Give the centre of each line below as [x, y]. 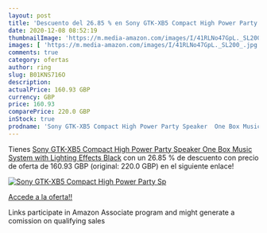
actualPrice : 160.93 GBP [49, 89]
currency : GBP [32, 97]
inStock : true [32, 119]
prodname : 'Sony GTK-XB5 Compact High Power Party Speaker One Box [124, 126]
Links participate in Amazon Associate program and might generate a [122, 212]
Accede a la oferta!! [41, 196]
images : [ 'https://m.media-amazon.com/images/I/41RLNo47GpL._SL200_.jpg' [135, 45]
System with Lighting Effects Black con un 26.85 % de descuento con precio [134, 157]
